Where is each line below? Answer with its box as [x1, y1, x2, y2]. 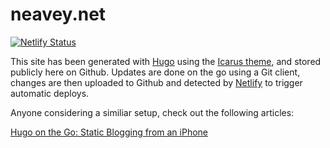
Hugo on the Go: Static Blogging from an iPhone [10, 126, 208, 138]
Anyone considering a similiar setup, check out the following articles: [10, 106, 295, 118]
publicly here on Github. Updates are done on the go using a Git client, [10, 66, 301, 78]
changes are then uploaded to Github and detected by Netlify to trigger [10, 76, 303, 88]
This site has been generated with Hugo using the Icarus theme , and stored [10, 55, 322, 67]
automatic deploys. [10, 87, 90, 99]
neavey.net [10, 3, 107, 26]
